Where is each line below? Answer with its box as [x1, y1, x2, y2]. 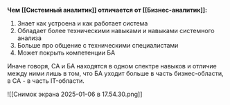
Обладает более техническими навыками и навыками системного [17, 27, 215, 35]
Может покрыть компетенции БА [17, 48, 116, 57]
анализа [17, 34, 42, 42]
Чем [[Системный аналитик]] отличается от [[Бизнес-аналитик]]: [7, 6, 208, 14]
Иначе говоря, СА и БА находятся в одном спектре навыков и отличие [7, 62, 217, 70]
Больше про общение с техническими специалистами [17, 41, 179, 49]
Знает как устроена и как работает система [17, 19, 148, 27]
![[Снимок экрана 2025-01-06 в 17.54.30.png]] [7, 90, 143, 98]
